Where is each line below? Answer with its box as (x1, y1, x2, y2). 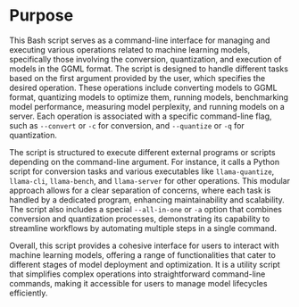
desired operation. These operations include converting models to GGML (9, 82, 278, 93)
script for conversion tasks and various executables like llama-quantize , (9, 166, 275, 177)
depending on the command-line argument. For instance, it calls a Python (9, 156, 279, 167)
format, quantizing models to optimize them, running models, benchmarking (9, 91, 288, 103)
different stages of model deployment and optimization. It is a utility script (9, 259, 281, 270)
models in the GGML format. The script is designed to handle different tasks (9, 63, 288, 74)
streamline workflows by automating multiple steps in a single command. (9, 222, 278, 233)
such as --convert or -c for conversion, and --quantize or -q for (9, 120, 245, 130)
